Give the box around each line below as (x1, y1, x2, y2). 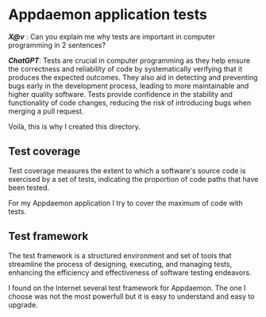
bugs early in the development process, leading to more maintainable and (8, 81, 249, 91)
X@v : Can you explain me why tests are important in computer (8, 32, 216, 41)
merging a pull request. (8, 106, 84, 116)
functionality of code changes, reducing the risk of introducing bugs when (8, 98, 252, 107)
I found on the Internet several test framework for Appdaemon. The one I (8, 283, 246, 292)
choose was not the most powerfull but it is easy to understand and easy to (8, 292, 255, 301)
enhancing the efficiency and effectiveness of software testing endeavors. (8, 268, 252, 277)
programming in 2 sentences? (8, 40, 106, 49)
